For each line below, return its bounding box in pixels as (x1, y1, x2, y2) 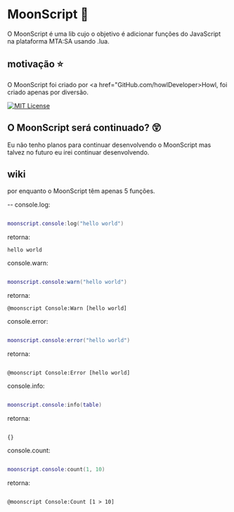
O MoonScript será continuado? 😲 (7, 122, 162, 134)
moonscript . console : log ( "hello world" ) (7, 221, 124, 228)
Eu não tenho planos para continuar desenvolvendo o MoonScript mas (7, 140, 212, 149)
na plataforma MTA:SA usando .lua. (7, 37, 110, 45)
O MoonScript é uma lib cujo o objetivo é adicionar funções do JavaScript (7, 29, 221, 38)
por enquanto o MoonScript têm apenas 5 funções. (7, 187, 156, 195)
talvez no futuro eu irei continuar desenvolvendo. (7, 147, 150, 157)
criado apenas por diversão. (7, 88, 89, 96)
